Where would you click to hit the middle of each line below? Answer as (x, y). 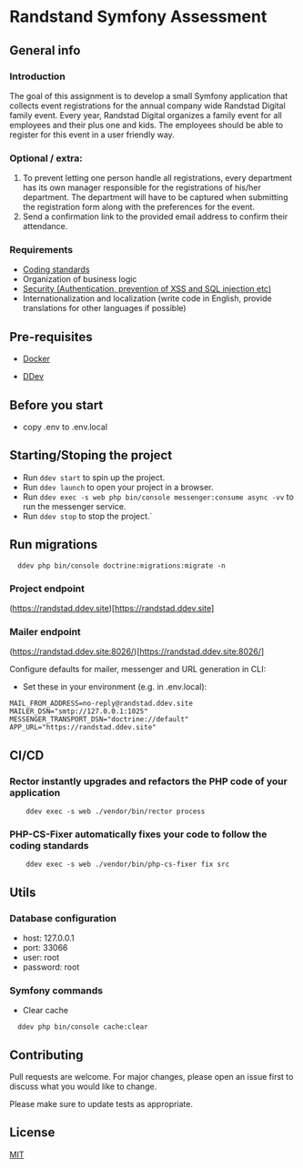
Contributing (46, 1055)
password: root (51, 967)
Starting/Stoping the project (91, 455)
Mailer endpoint (45, 631)
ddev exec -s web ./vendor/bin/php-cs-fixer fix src (128, 865)
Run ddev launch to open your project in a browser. (118, 487)
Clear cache (45, 1011)
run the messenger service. (74, 506)
